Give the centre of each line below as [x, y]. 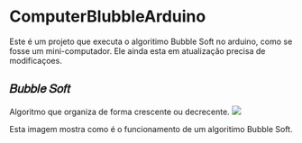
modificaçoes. [36, 60]
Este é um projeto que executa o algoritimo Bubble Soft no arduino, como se [151, 41]
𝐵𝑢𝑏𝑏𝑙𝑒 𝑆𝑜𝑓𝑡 [40, 89]
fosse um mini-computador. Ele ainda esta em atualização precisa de [137, 50]
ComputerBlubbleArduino [108, 17]
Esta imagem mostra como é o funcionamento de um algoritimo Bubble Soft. [151, 129]
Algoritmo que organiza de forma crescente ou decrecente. [119, 112]
